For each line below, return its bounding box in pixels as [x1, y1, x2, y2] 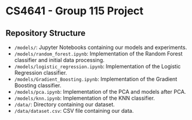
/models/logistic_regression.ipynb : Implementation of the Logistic [14, 63, 181, 70]
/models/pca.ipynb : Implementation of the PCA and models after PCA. [14, 88, 187, 95]
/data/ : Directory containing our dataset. [14, 101, 115, 108]
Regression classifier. [14, 69, 67, 76]
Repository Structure [5, 28, 86, 38]
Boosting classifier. [14, 82, 62, 89]
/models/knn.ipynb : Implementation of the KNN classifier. [14, 94, 155, 101]
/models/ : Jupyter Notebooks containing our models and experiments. [14, 44, 187, 51]
